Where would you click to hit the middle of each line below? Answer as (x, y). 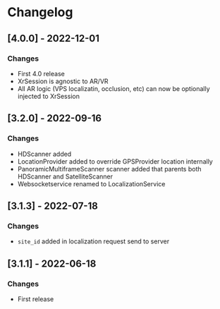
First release (36, 299)
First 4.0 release (41, 73)
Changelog (40, 12)
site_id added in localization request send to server (93, 241)
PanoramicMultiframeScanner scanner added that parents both (110, 169)
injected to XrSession (48, 96)
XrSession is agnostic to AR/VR (63, 81)
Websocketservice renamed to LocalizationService (91, 183)
